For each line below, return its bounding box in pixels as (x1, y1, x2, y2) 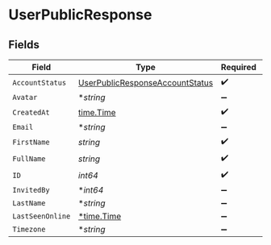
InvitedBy (12, 185, 50, 194)
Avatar (12, 93, 38, 102)
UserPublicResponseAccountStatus (77, 77, 214, 88)
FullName (12, 154, 46, 163)
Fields (8, 38, 40, 52)
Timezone (12, 225, 46, 234)
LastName (12, 199, 46, 207)
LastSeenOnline (12, 212, 71, 221)
